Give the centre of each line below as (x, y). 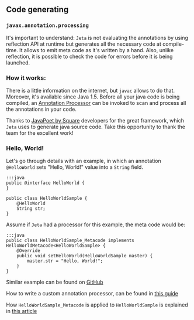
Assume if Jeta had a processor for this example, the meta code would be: (96, 224)
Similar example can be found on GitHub (55, 282)
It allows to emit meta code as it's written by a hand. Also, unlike (97, 50)
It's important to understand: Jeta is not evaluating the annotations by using (97, 38)
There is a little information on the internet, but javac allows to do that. (91, 90)
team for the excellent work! (40, 133)
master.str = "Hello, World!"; (65, 261)
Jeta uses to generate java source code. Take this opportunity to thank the (96, 127)
